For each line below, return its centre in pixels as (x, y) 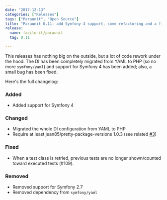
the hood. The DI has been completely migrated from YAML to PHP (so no (81, 61)
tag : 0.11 (20, 38)
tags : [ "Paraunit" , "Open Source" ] (42, 19)
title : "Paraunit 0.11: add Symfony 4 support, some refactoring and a (81, 24)
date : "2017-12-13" (25, 10)
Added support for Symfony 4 (43, 105)
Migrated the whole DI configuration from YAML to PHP (69, 129)
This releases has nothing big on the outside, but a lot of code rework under (83, 56)
